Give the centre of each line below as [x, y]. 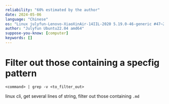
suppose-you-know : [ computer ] [37, 33]
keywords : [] [19, 38]
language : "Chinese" [27, 19]
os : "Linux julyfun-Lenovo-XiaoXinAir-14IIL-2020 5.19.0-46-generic [78, 24]
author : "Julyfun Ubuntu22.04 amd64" [45, 29]
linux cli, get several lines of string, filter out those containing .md [72, 96]
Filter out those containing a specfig [82, 63]
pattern [21, 74]
